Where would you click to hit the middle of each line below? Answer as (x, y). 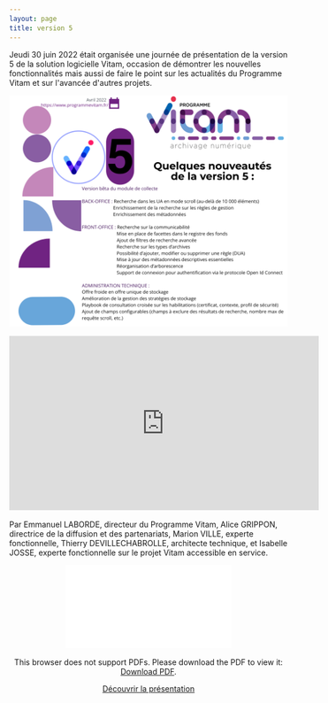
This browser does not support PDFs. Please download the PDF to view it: (149, 662)
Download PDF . (149, 671)
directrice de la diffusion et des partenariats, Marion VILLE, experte (131, 533)
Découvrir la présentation (149, 688)
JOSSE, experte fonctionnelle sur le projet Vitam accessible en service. (139, 552)
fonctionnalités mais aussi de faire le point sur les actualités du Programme (146, 73)
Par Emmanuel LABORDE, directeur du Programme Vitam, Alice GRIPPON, (144, 524)
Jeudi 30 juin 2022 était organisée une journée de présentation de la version (149, 54)
